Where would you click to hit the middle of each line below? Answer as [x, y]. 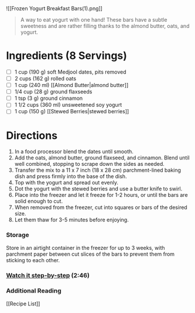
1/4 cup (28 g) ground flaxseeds [53, 92]
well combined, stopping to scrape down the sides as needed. [90, 164]
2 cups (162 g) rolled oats [45, 79]
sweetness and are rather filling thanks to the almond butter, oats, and [105, 26]
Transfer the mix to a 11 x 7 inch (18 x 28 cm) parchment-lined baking [98, 170]
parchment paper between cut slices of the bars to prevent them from [90, 254]
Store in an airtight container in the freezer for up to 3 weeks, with [85, 248]
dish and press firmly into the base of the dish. [71, 176]
